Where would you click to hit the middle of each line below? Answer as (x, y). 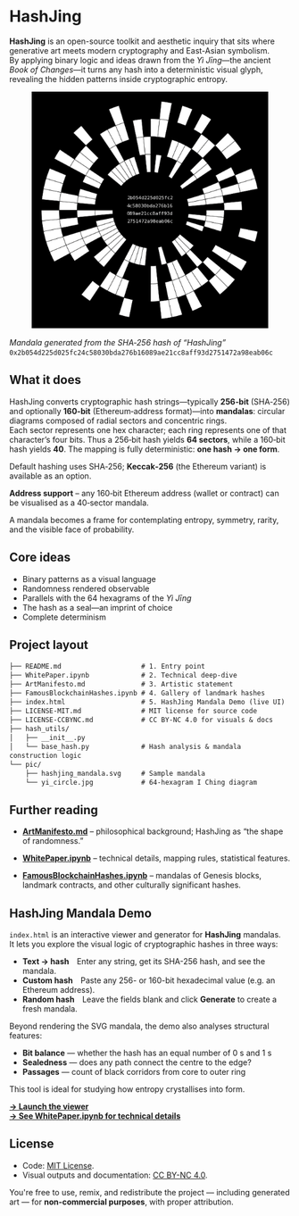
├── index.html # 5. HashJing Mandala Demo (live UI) (147, 703)
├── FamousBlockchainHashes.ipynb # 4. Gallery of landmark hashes (137, 694)
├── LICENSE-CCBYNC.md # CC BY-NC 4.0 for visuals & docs (141, 720)
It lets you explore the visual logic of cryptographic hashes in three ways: (144, 944)
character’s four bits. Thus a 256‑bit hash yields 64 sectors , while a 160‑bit (147, 439)
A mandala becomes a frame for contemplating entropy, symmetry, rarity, (144, 520)
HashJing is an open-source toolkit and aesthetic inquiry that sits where (142, 41)
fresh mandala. (50, 1009)
